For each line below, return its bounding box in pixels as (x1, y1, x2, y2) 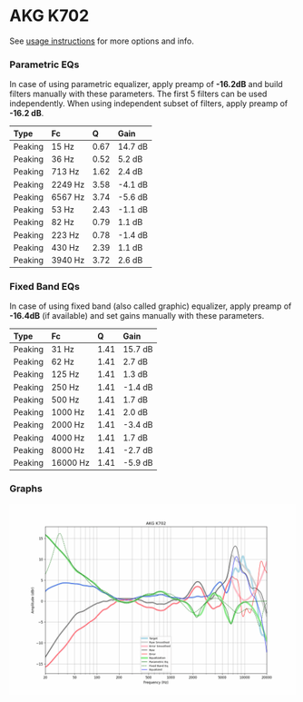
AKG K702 (9, 5, 90, 26)
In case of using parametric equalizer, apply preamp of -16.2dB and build (9, 79, 283, 90)
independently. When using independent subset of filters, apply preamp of (9, 98, 288, 109)
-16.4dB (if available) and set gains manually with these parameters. (9, 311, 265, 321)
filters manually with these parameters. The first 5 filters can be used (9, 88, 268, 100)
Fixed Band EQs (9, 280, 80, 292)
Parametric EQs (9, 58, 80, 71)
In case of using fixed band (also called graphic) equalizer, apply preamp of (9, 301, 292, 311)
